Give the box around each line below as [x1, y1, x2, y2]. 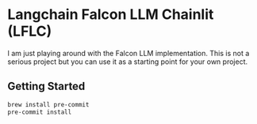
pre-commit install [7, 108, 72, 116]
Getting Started [7, 80, 86, 93]
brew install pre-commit [7, 100, 90, 108]
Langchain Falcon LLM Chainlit [7, 6, 214, 24]
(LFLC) [7, 22, 52, 40]
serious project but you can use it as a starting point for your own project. [7, 57, 247, 66]
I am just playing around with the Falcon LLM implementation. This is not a [7, 48, 250, 58]
